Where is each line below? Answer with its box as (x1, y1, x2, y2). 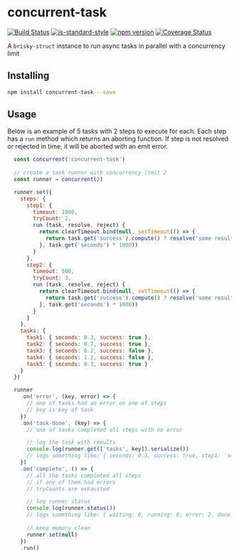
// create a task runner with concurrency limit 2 (14, 169, 167, 176)
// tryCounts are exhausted (26, 485, 110, 493)
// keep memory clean (26, 524, 91, 532)
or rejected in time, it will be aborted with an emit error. (7, 142, 169, 151)
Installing (7, 70, 50, 82)
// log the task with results (26, 439, 116, 446)
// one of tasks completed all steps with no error (26, 426, 183, 434)
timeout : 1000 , (33, 208, 78, 215)
